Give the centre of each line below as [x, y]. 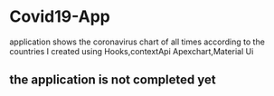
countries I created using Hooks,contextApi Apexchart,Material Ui [132, 51]
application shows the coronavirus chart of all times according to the [137, 42]
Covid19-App [60, 17]
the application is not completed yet [113, 80]
